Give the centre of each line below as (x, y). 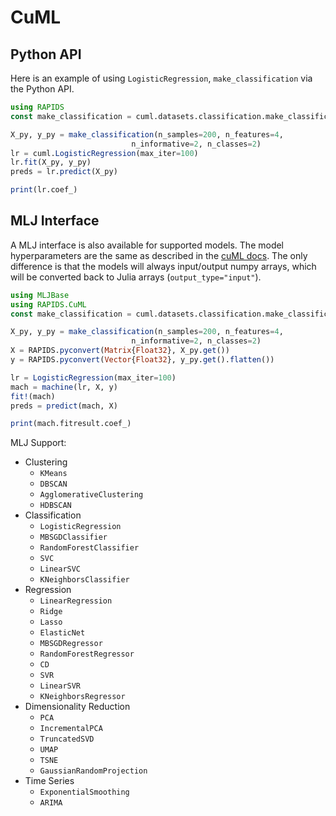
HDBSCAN (55, 506)
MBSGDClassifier (73, 537)
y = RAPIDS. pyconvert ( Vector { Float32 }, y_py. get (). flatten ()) (142, 360)
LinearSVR (60, 686)
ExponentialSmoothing (84, 792)
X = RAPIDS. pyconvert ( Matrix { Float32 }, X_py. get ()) (120, 351)
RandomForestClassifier (89, 548)
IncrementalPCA (71, 729)
